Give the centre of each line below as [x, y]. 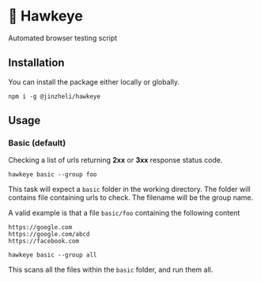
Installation [36, 63]
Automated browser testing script [63, 38]
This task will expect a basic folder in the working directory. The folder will [129, 190]
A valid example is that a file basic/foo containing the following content [124, 213]
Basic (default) [37, 143]
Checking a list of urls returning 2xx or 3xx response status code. [115, 160]
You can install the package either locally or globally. [94, 81]
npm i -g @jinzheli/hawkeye [55, 96]
